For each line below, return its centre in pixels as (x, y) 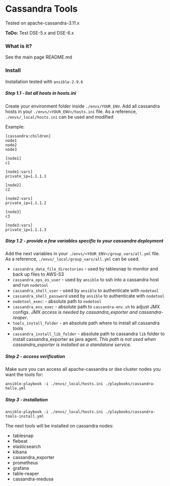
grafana (21, 468)
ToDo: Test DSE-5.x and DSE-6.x (40, 33)
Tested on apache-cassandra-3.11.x (42, 23)
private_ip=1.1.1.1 (26, 176)
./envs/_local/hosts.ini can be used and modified (59, 117)
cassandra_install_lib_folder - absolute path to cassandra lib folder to (89, 334)
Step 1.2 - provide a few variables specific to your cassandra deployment (84, 241)
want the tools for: (24, 374)
